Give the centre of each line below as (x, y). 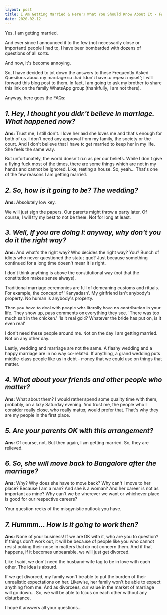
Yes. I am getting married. (32, 33)
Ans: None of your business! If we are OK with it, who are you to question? (82, 537)
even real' (15, 323)
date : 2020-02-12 (23, 19)
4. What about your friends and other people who (83, 380)
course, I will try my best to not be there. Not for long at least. (68, 217)
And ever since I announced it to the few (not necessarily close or (73, 43)
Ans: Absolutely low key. (31, 202)
